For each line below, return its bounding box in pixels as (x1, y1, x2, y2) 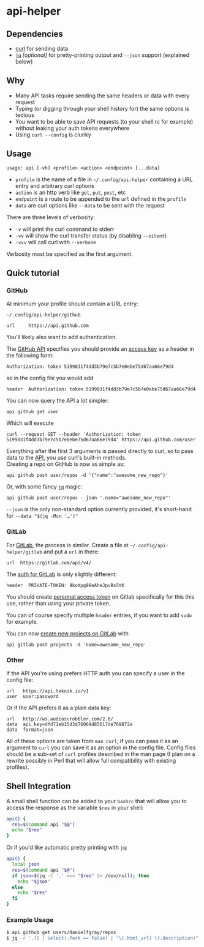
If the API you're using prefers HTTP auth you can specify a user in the (6, 669, 185, 677)
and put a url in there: (43, 548, 100, 555)
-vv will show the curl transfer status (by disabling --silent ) (15, 231, 167, 239)
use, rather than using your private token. (6, 599, 111, 607)
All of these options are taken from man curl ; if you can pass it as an (6, 737, 179, 744)
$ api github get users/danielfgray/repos (6, 929, 116, 936)
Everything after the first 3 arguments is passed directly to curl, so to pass (6, 447, 194, 455)
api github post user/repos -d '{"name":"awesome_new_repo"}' (6, 473, 168, 479)
